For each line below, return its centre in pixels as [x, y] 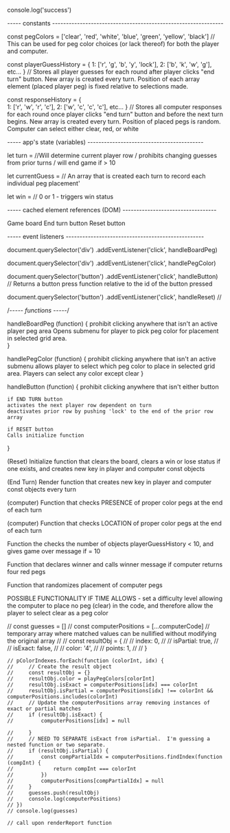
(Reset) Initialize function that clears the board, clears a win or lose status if [114, 461]
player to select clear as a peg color [58, 613]
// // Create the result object [59, 667]
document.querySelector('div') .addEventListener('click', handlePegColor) [112, 263]
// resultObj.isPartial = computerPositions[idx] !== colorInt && [110, 691]
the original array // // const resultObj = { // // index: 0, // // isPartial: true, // [113, 641]
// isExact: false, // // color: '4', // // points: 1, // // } [77, 648]
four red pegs [26, 572]
